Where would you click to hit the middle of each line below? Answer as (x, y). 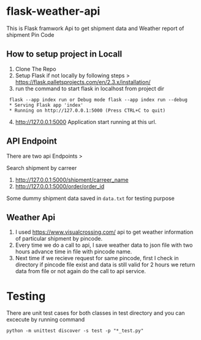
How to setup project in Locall (64, 54)
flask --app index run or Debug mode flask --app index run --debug (98, 99)
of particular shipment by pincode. (59, 239)
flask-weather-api (53, 11)
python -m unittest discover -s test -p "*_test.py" (75, 331)
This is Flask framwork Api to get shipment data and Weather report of (95, 28)
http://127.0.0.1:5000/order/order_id (60, 186)
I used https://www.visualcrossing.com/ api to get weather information (104, 232)
